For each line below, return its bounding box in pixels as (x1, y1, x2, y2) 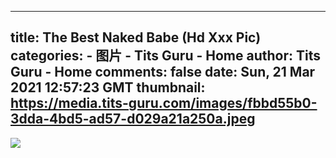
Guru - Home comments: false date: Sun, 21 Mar (10, 64, 316, 81)
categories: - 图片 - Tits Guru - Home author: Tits (10, 47, 321, 65)
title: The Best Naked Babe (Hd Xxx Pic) (10, 29, 262, 46)
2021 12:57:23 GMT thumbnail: (10, 79, 206, 96)
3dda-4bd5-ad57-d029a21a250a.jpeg (10, 111, 256, 128)
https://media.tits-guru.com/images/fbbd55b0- (10, 95, 318, 112)
